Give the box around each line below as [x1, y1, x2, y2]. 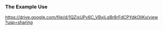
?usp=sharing [5, 19, 33, 25]
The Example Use [5, 3, 48, 10]
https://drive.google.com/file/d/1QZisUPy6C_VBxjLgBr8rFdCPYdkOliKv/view [5, 15, 158, 20]
